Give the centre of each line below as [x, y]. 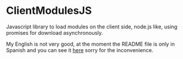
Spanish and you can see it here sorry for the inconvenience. [80, 50]
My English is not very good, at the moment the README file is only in [90, 44]
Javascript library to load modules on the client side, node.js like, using [92, 27]
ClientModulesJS [49, 11]
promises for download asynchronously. [55, 32]
